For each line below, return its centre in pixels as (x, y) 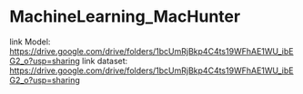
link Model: (30, 42)
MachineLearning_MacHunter (125, 17)
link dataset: (105, 61)
